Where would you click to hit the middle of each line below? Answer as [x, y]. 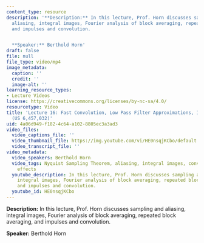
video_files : [23, 130]
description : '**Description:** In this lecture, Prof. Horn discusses [99, 18]
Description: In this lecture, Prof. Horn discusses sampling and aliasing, [96, 208]
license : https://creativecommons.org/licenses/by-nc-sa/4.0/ [87, 102]
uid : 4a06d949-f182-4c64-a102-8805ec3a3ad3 [62, 124]
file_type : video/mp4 [34, 62]
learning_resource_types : [39, 90]
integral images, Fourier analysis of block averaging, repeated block [91, 215]
